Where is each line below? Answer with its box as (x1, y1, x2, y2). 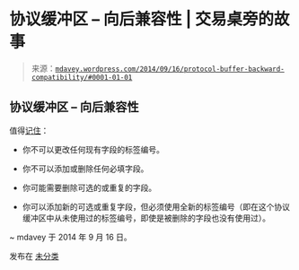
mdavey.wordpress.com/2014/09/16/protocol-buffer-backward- (55, 65, 285, 74)
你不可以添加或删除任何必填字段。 (22, 163, 149, 174)
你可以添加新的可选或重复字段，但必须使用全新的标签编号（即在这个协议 (22, 201, 290, 212)
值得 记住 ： (9, 125, 49, 135)
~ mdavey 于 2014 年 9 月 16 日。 (9, 231, 132, 242)
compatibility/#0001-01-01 (31, 73, 133, 82)
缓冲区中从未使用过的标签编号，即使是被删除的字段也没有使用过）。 (22, 213, 271, 223)
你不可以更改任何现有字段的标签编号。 (22, 144, 164, 154)
